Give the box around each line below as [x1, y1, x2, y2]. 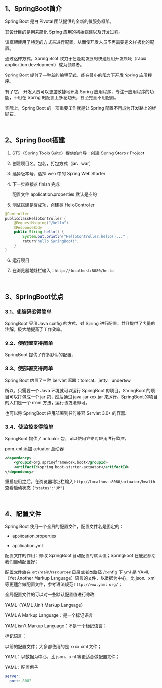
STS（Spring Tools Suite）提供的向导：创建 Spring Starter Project [12, 150, 144, 156]
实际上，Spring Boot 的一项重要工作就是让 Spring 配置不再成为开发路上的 [5, 105, 152, 111]
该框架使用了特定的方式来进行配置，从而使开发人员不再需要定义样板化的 [5, 39, 150, 45]
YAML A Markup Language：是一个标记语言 [5, 612, 93, 618]
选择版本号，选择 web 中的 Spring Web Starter [12, 171, 106, 176]
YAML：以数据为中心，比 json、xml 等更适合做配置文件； [5, 654, 120, 660]
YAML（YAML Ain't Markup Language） [5, 602, 86, 608]
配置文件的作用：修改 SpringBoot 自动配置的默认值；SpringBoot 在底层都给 [5, 553, 156, 559]
